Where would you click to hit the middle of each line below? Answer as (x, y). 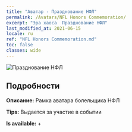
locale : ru (20, 34)
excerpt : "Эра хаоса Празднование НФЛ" (57, 23)
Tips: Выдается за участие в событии (54, 112)
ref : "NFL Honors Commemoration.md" (51, 39)
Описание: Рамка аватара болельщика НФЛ (63, 100)
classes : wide (24, 51)
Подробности (33, 86)
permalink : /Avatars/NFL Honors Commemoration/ (66, 17)
